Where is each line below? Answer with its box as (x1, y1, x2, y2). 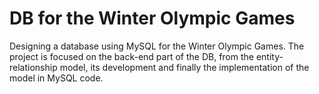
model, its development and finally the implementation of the (59, 61, 310, 73)
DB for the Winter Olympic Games (9, 7, 296, 30)
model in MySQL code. (9, 72, 104, 84)
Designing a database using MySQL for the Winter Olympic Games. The (9, 40, 305, 52)
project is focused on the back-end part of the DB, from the (9, 50, 254, 62)
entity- (255, 50, 284, 62)
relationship (9, 61, 58, 73)
